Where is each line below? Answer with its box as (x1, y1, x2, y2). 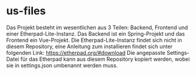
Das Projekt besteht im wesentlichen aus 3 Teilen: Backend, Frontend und (6, 24, 188, 31)
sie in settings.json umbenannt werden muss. (6, 61, 118, 69)
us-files (6, 4, 46, 18)
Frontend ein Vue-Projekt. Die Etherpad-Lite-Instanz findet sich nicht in (6, 36, 182, 43)
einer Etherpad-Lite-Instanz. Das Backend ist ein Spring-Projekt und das (6, 30, 185, 37)
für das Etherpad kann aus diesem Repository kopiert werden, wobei (20, 55, 190, 62)
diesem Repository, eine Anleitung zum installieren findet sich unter (6, 43, 173, 50)
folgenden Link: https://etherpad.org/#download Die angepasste (6, 49, 166, 56)
